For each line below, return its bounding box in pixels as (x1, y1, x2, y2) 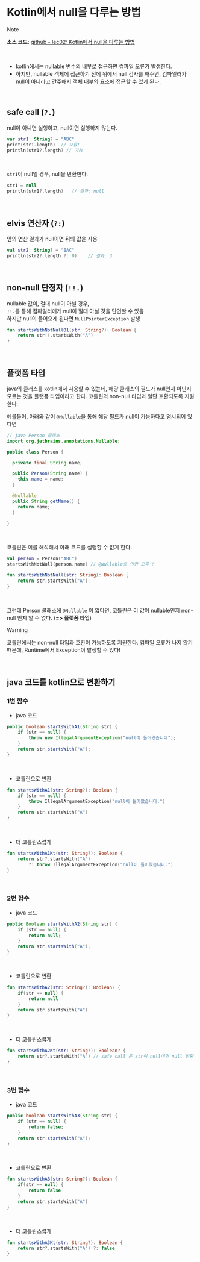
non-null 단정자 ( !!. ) (7, 283, 84, 293)
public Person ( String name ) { (12, 470, 88, 476)
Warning (7, 626, 28, 633)
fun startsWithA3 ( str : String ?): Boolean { (7, 1176, 118, 1182)
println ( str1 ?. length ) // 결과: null (7, 188, 105, 195)
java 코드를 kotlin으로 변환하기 (7, 677, 116, 687)
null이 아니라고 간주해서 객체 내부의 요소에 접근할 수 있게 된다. (15, 78, 161, 85)
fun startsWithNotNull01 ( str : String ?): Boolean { (7, 326, 137, 333)
